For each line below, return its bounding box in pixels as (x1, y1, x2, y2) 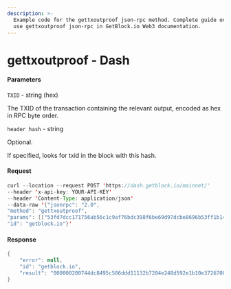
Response (7, 235, 36, 244)
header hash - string (7, 124, 64, 132)
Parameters (7, 76, 41, 84)
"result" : (19, 269, 48, 277)
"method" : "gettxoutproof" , (7, 207, 88, 215)
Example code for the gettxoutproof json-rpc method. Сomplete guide (13, 16, 217, 23)
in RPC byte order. (7, 111, 59, 119)
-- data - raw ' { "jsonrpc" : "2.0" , (7, 201, 100, 208)
